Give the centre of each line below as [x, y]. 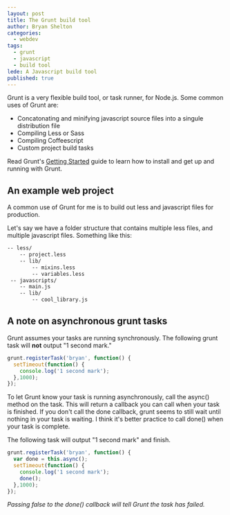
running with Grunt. [35, 169]
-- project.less [43, 255]
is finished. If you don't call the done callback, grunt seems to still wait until [114, 412]
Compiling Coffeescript [50, 141]
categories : [24, 33]
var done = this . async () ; [51, 459]
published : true [30, 78]
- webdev [26, 40]
